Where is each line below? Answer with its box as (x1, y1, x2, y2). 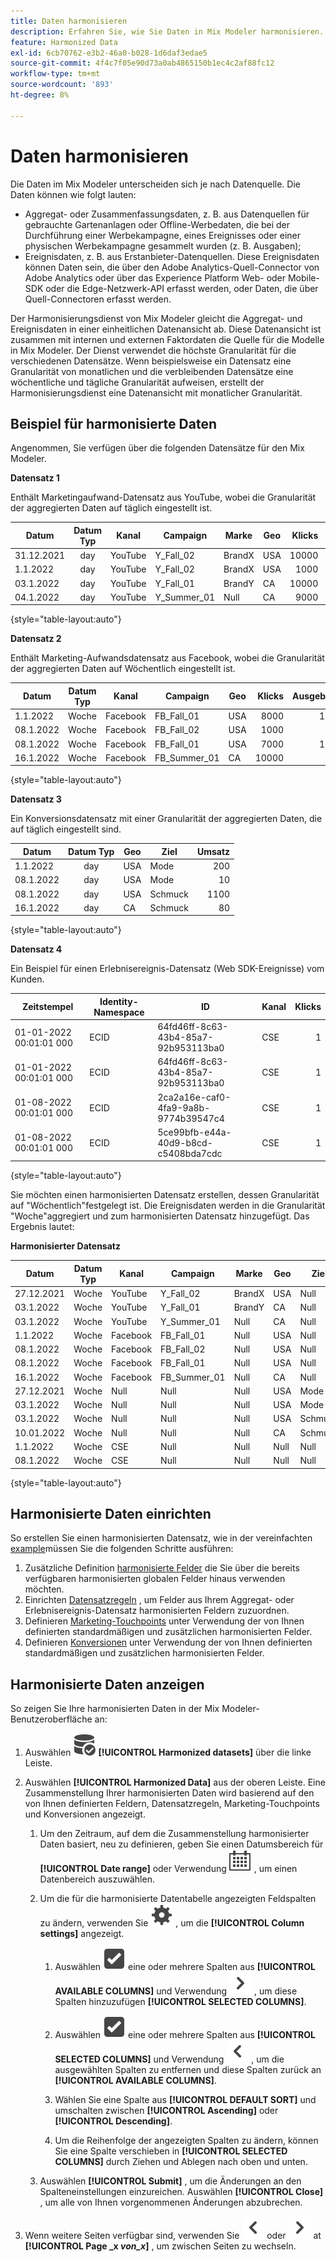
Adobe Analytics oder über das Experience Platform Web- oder (24, 271, 287, 284)
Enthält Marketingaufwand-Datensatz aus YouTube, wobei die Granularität (10, 491, 317, 504)
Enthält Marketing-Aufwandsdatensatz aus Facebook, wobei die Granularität (10, 652, 325, 664)
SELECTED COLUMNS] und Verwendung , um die (54, 2053, 285, 2065)
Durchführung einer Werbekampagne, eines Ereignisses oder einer (24, 229, 302, 241)
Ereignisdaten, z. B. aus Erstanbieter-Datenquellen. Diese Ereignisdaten (24, 250, 320, 262)
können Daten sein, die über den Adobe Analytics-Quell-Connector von (24, 261, 320, 273)
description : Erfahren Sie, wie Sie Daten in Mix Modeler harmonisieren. (10, 26, 325, 37)
